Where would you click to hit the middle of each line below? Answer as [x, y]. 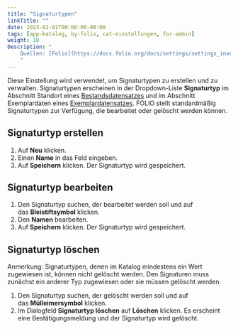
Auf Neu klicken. [42, 150]
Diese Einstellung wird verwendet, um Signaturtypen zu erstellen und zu [113, 80]
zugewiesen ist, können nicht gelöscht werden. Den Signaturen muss [108, 274]
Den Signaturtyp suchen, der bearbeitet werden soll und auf [105, 205]
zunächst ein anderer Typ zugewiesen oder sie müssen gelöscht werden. [114, 282]
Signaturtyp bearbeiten [60, 187]
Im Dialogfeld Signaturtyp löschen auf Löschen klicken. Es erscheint [119, 311]
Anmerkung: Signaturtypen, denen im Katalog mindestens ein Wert [105, 266]
